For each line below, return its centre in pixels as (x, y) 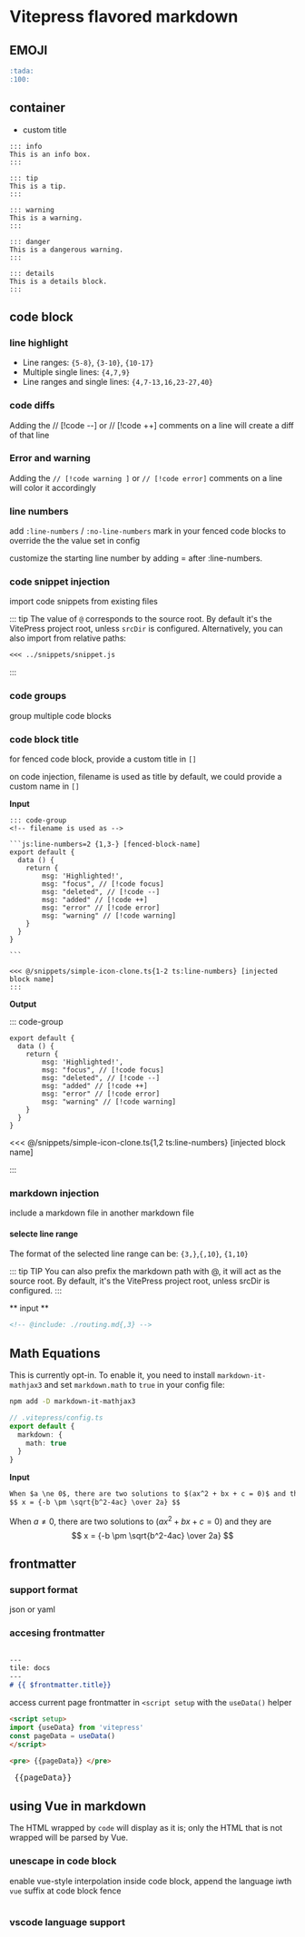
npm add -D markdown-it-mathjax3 (73, 1401)
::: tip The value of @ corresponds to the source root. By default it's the (141, 619)
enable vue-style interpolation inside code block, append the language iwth (151, 1881)
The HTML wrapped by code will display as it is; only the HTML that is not (146, 1828)
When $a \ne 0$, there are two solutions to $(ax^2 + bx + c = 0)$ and (148, 1494)
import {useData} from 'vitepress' (77, 1727)
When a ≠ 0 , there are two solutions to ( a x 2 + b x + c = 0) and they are (141, 1520)
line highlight (39, 342)
